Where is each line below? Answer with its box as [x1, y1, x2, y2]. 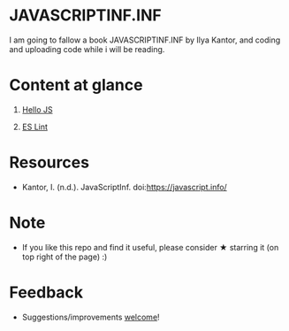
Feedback [9, 282, 84, 302]
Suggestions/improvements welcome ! [21, 312, 161, 322]
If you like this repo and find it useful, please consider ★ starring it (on [21, 242, 279, 252]
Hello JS [21, 104, 53, 115]
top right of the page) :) [21, 251, 108, 262]
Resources [9, 152, 90, 173]
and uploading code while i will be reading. [9, 43, 165, 54]
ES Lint [21, 121, 49, 132]
